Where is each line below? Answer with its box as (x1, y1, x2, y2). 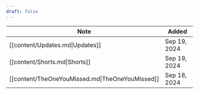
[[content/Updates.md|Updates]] (9, 41, 102, 49)
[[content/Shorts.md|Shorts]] (9, 58, 91, 66)
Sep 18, (165, 71, 187, 79)
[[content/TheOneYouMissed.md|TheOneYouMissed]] (9, 75, 160, 83)
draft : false (6, 8, 38, 15)
